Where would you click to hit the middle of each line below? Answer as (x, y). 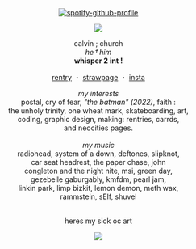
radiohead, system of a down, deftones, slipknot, (98, 154)
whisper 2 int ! (98, 61)
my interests (98, 93)
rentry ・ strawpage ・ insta (98, 77)
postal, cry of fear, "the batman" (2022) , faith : (98, 102)
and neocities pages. (98, 128)
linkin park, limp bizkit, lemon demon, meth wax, (98, 188)
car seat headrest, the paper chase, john (98, 162)
